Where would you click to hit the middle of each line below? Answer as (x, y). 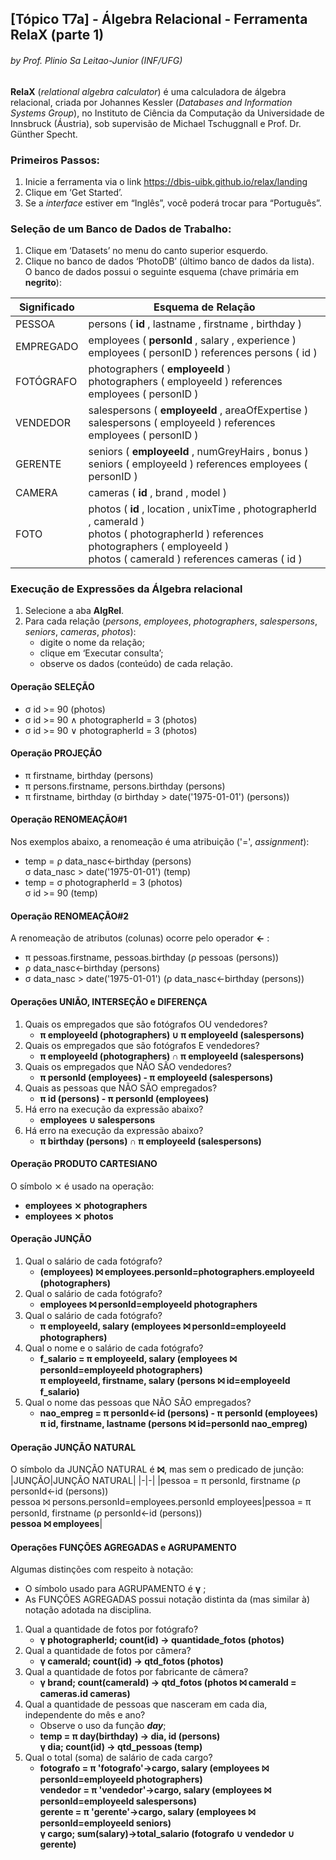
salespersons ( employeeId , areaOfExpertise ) (198, 410)
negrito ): (43, 283)
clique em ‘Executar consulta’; (101, 653)
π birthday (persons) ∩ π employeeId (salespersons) (150, 1141)
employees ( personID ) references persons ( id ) (203, 353)
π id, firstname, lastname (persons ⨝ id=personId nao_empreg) (173, 1423)
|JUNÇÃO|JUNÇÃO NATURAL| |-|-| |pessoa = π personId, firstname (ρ (155, 1481)
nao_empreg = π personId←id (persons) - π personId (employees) (179, 1413)
